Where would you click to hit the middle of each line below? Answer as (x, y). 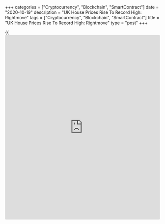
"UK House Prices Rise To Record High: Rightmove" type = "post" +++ (77, 23)
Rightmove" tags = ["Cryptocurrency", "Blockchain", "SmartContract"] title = (82, 17)
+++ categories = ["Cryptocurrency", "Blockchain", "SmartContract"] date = (82, 7)
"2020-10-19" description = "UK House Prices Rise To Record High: (73, 12)
